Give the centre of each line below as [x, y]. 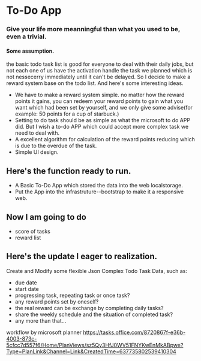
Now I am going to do [46, 217]
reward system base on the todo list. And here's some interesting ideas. [95, 83]
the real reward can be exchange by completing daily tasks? [89, 308]
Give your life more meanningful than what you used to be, [93, 29]
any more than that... [40, 320]
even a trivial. [26, 37]
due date [26, 283]
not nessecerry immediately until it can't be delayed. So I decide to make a [98, 77]
